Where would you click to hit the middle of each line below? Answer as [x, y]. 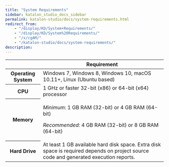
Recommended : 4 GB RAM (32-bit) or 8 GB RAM [101, 125]
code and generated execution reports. [89, 157]
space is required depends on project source [96, 151]
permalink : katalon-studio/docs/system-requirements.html [67, 19]
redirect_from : [21, 24]
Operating [23, 73]
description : [19, 47]
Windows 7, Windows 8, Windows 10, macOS [97, 73]
